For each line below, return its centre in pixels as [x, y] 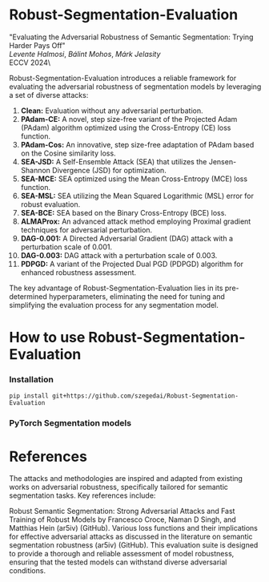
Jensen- [223, 161]
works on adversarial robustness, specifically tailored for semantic [119, 487]
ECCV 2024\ [30, 63]
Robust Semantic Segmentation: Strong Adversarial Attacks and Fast [122, 511]
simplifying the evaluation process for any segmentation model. [114, 305]
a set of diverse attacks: [49, 95]
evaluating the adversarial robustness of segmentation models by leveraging [135, 87]
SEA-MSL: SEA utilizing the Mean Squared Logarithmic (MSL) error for [137, 196]
